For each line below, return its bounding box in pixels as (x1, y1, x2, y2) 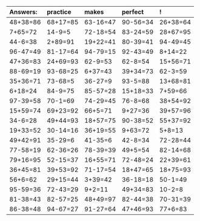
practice (47, 8, 72, 16)
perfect (122, 8, 144, 16)
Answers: (9, 8, 38, 16)
